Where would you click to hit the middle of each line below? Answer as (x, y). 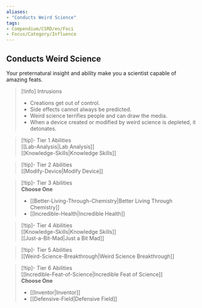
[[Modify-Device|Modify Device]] (62, 171)
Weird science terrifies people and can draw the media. (99, 116)
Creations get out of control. (65, 102)
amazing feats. (25, 80)
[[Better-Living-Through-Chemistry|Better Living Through (101, 201)
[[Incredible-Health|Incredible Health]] (77, 213)
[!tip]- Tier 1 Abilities (46, 140)
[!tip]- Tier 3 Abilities (47, 183)
